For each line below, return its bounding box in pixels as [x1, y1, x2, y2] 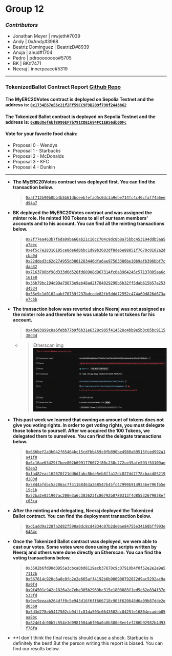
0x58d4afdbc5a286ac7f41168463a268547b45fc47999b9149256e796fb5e [25, 482, 166, 488]
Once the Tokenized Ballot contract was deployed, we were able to [12, 538, 158, 545]
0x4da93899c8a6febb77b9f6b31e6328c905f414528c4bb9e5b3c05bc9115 [25, 327, 166, 333]
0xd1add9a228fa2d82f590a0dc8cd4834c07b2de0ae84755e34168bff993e [25, 524, 166, 529]
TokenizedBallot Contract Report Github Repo [5, 83, 121, 90]
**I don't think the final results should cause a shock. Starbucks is [12, 635, 154, 641]
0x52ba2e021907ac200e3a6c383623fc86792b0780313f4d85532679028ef [25, 493, 166, 498]
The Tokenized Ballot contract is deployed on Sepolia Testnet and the [5, 114, 156, 120]
